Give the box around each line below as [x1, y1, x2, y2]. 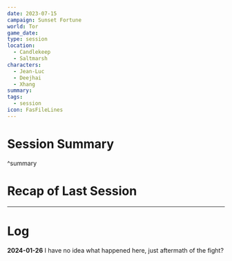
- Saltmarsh [13, 55, 48, 62]
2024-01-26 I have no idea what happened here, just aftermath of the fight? [7, 246, 224, 254]
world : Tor [7, 23, 39, 30]
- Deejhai [13, 74, 41, 81]
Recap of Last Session [7, 183, 137, 199]
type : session [7, 36, 48, 43]
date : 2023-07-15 [7, 10, 57, 17]
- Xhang [13, 81, 36, 88]
